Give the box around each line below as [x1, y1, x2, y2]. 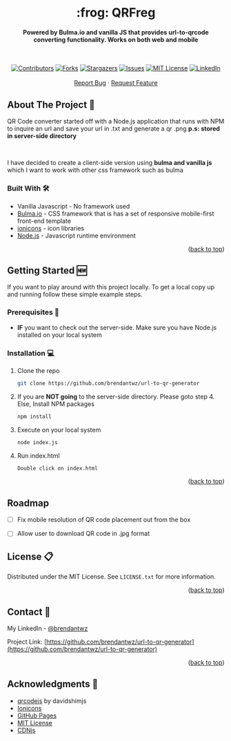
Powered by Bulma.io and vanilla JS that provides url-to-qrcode [23, 28, 209, 36]
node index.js [17, 439, 58, 446]
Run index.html [17, 451, 60, 460]
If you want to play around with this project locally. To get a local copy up [7, 283, 215, 291]
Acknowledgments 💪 [7, 678, 99, 690]
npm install [17, 413, 52, 420]
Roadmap [7, 497, 50, 509]
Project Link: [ [7, 637, 47, 646]
